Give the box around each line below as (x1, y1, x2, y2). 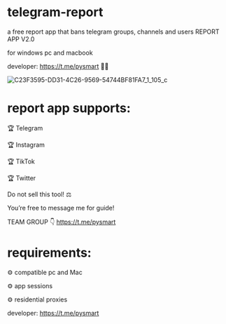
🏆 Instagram (7, 140, 45, 149)
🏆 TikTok (7, 157, 35, 166)
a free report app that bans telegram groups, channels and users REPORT (7, 27, 220, 36)
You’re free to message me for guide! (7, 203, 115, 212)
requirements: (7, 245, 92, 261)
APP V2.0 (7, 34, 35, 43)
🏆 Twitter (7, 173, 36, 182)
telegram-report (7, 4, 104, 20)
